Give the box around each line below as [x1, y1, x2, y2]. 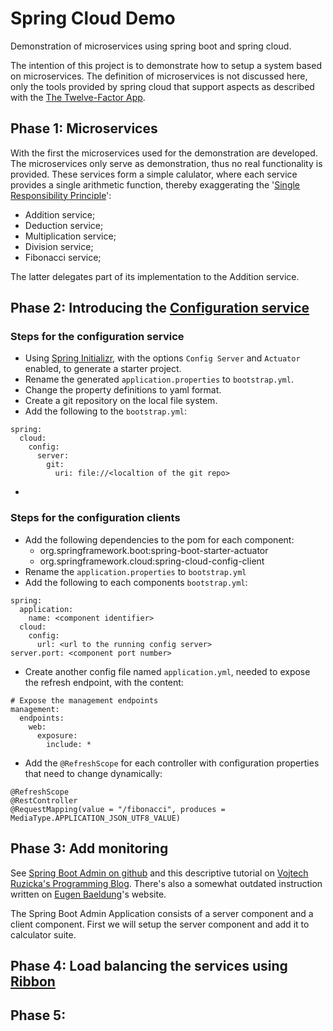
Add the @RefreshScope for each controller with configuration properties [24, 757, 320, 769]
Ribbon [10, 973, 56, 990]
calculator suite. [10, 928, 77, 941]
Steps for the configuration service [10, 330, 185, 344]
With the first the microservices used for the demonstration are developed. [10, 147, 318, 159]
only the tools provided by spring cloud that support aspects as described [10, 80, 315, 92]
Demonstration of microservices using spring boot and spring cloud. [10, 40, 292, 52]
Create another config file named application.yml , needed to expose [24, 665, 311, 677]
